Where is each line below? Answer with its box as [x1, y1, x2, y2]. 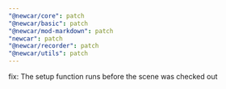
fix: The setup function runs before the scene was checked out [8, 72, 218, 81]
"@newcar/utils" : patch [8, 49, 89, 57]
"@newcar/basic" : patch [8, 19, 89, 28]
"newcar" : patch [8, 34, 63, 43]
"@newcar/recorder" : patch [8, 42, 99, 50]
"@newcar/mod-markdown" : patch [8, 27, 114, 35]
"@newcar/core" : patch [8, 11, 85, 20]
